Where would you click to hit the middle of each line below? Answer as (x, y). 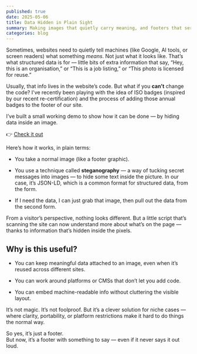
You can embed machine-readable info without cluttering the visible (96, 292)
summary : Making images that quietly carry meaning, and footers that (94, 28)
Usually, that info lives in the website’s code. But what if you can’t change (95, 86)
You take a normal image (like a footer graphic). (72, 159)
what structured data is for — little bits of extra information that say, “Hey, (95, 63)
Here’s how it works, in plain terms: (48, 148)
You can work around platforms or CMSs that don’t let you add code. (98, 280)
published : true (26, 11)
